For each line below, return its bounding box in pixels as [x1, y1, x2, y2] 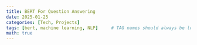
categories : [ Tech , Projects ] [6, 19, 80, 25]
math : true [6, 30, 33, 36]
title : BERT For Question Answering [6, 8, 96, 15]
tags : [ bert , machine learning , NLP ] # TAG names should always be [6, 25, 185, 31]
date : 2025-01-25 [6, 14, 49, 20]
